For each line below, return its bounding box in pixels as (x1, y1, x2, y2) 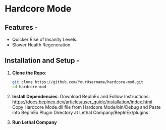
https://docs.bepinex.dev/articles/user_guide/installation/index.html (12, 99, 152, 105)
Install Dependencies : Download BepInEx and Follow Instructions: (12, 93, 150, 99)
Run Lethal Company (12, 119, 57, 125)
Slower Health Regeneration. (12, 42, 72, 48)
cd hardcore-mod (12, 84, 46, 89)
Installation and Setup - (5, 56, 80, 65)
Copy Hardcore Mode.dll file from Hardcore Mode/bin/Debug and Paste (12, 104, 161, 110)
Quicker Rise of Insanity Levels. (12, 36, 78, 42)
